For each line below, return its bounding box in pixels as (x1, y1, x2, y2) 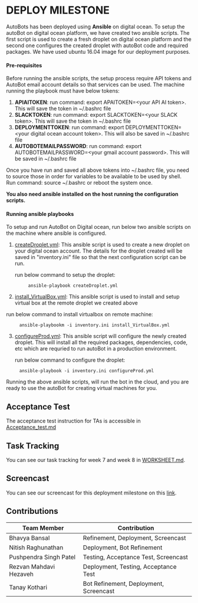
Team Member (22, 523, 64, 532)
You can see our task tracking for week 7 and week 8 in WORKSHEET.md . (6, 456, 186, 463)
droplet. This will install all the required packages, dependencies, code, (14, 339, 188, 346)
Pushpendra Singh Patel (9, 553, 75, 561)
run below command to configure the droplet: (14, 356, 126, 363)
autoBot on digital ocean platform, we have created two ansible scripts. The (6, 29, 190, 36)
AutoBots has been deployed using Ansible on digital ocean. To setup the (6, 23, 185, 30)
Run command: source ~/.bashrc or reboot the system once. (6, 179, 153, 186)
